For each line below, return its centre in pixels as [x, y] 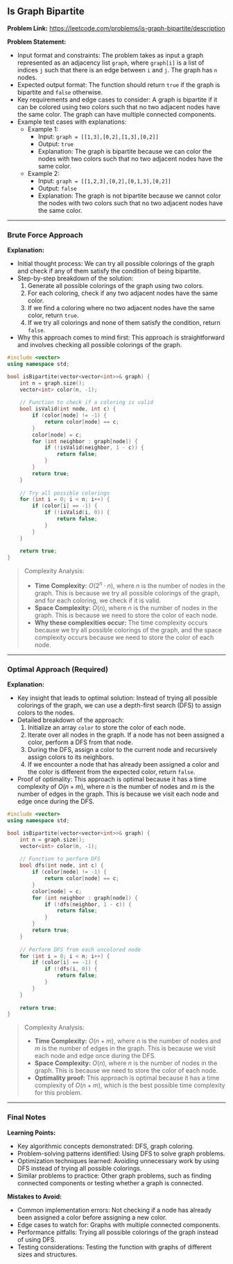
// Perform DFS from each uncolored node [80, 950]
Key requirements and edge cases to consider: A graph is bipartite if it [117, 99]
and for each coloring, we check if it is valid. [98, 600]
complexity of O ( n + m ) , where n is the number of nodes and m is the [116, 787]
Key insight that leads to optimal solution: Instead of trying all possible [117, 698]
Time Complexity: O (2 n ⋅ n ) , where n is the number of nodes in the [130, 585]
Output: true [56, 144]
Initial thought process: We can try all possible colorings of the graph [116, 264]
